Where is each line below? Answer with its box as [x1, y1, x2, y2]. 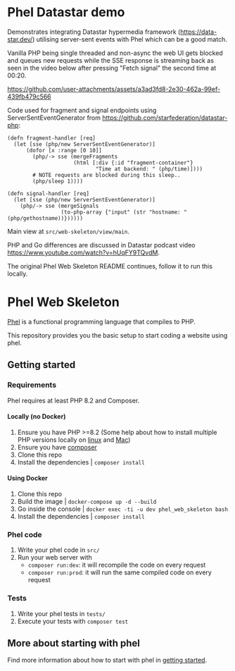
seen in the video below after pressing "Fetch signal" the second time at [7, 63, 217, 72]
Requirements [7, 380, 57, 390]
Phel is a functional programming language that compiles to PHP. [7, 317, 196, 326]
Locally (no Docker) [7, 412, 66, 421]
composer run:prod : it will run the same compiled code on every [27, 568, 212, 577]
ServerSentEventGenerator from [7, 113, 101, 122]
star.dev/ [7, 35, 33, 43]
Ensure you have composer [17, 443, 97, 451]
